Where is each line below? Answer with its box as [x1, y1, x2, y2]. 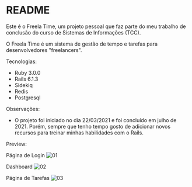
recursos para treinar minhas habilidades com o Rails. [14, 129, 144, 136]
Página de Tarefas [6, 174, 50, 181]
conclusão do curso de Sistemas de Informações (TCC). [6, 29, 141, 36]
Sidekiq [14, 81, 33, 88]
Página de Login [6, 151, 46, 158]
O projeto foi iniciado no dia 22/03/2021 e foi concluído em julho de [14, 116, 177, 123]
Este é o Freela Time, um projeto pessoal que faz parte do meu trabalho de [6, 23, 186, 30]
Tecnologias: [6, 58, 37, 65]
